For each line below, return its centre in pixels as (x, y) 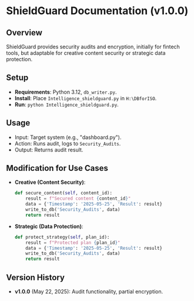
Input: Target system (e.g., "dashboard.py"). (68, 137)
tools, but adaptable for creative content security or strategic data (86, 53)
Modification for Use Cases (57, 168)
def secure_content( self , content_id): (63, 193)
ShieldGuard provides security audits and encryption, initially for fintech (93, 47)
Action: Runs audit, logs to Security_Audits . (68, 143)
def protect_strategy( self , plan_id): (62, 237)
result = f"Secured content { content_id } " (78, 199)
